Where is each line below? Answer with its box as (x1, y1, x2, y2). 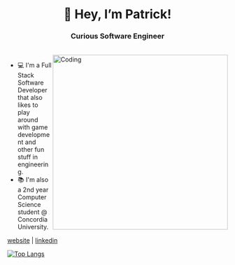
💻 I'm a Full (17, 61, 52, 69)
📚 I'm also (17, 176, 49, 184)
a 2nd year (17, 185, 49, 194)
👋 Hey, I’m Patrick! (63, 6, 172, 22)
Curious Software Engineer (70, 31, 165, 41)
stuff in (17, 153, 38, 162)
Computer (17, 193, 47, 201)
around (17, 115, 38, 124)
